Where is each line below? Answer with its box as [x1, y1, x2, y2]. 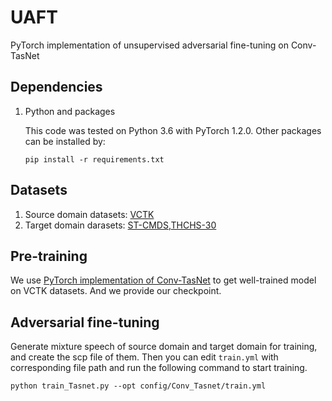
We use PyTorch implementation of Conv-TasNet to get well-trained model [10, 274, 317, 286]
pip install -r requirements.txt [24, 154, 165, 165]
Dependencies [10, 79, 103, 96]
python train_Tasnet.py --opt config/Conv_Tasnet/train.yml [10, 381, 267, 391]
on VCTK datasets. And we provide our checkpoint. [10, 285, 222, 297]
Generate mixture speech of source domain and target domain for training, [10, 341, 318, 353]
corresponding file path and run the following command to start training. [10, 362, 308, 374]
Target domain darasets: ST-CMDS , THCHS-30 [24, 219, 217, 231]
